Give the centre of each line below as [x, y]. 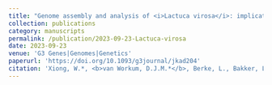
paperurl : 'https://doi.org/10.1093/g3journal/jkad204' [104, 62]
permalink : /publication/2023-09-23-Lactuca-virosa [97, 38]
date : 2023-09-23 [38, 46]
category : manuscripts [47, 31]
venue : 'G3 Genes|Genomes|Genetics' [70, 53]
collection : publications [52, 23]
